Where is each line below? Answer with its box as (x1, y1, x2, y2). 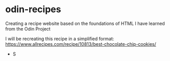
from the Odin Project (5, 25, 51, 32)
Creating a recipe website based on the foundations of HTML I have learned (5, 20, 165, 26)
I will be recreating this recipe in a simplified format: (5, 36, 114, 42)
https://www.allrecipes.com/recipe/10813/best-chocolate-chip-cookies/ (5, 41, 157, 47)
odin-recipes (5, 4, 61, 15)
